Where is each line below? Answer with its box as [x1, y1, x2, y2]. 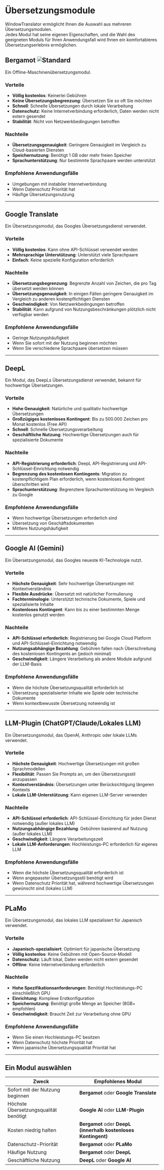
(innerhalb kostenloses [79, 1126, 134, 1133]
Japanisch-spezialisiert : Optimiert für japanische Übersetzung [12, 946, 140, 952]
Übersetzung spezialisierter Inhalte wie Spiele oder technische [12, 690, 138, 696]
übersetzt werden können [12, 286, 64, 292]
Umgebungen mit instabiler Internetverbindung [12, 181, 107, 187]
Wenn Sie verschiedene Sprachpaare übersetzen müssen [12, 346, 128, 351]
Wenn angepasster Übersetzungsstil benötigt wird [12, 875, 113, 881]
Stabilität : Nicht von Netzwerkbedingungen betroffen [12, 119, 120, 124]
